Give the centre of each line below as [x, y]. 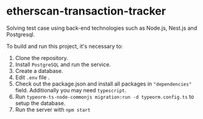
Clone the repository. [41, 58]
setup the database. [40, 103]
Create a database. [39, 70]
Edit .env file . [32, 77]
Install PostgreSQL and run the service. [63, 64]
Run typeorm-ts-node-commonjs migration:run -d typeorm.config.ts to [105, 97]
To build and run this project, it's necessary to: [65, 46]
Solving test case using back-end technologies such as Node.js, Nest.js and [102, 28]
